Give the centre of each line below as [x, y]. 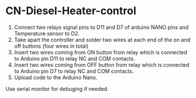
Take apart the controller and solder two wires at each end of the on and [102, 40]
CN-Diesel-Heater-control [71, 11]
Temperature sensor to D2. [47, 33]
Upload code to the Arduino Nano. [56, 77]
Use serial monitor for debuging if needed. [57, 89]
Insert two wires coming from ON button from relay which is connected [100, 52]
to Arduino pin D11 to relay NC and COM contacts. [74, 58]
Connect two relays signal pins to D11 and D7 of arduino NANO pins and [101, 27]
